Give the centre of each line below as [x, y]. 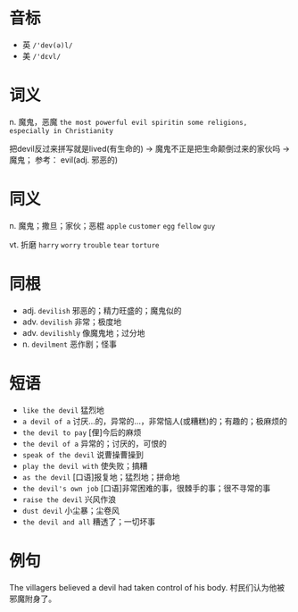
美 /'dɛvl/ [41, 55]
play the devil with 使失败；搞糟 [85, 465]
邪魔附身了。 [33, 599]
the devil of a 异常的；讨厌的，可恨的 [94, 443]
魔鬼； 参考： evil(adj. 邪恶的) [64, 159]
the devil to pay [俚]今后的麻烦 [82, 432]
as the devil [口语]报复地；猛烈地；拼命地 [101, 477]
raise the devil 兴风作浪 [69, 499]
